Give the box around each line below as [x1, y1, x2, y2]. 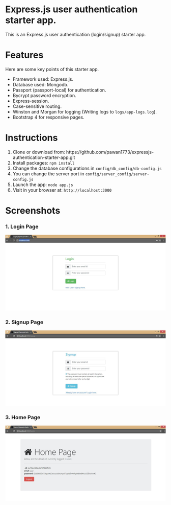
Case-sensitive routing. [12, 103, 62, 109]
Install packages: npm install [12, 159, 75, 166]
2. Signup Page [5, 318, 44, 326]
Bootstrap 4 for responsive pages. [12, 114, 85, 120]
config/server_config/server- [85, 171, 150, 177]
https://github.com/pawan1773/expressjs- [66, 149, 154, 155]
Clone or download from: [12, 149, 65, 155]
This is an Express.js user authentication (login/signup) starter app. [5, 31, 146, 37]
